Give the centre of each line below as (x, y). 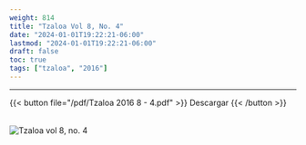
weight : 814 (32, 18)
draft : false (34, 52)
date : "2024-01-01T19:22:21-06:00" (77, 34)
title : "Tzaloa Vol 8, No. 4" (67, 26)
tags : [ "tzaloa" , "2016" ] (58, 69)
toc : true (28, 60)
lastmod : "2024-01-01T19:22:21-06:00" (83, 43)
